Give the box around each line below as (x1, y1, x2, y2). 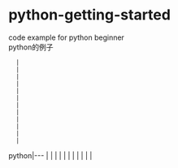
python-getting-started (8, 6, 171, 24)
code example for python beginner (8, 32, 124, 42)
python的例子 (8, 42, 54, 52)
